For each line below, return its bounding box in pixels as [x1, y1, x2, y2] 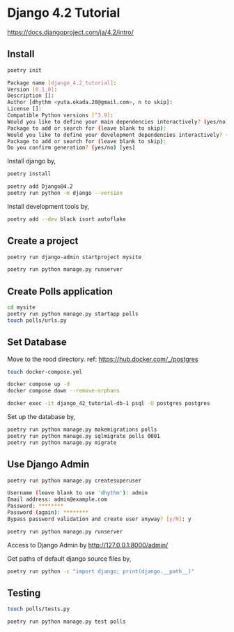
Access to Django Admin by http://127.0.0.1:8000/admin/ [7, 541, 169, 549]
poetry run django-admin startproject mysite [7, 253, 141, 260]
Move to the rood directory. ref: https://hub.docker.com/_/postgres [7, 355, 198, 363]
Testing [7, 587, 41, 598]
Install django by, [7, 157, 56, 166]
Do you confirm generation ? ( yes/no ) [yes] [7, 145, 136, 152]
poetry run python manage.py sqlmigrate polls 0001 [7, 432, 160, 439]
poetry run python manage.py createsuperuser [7, 477, 141, 484]
